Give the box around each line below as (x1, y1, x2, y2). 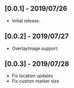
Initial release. (11, 17, 40, 23)
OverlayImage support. (11, 45, 59, 51)
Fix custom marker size (11, 78, 60, 84)
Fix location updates (11, 73, 53, 79)
